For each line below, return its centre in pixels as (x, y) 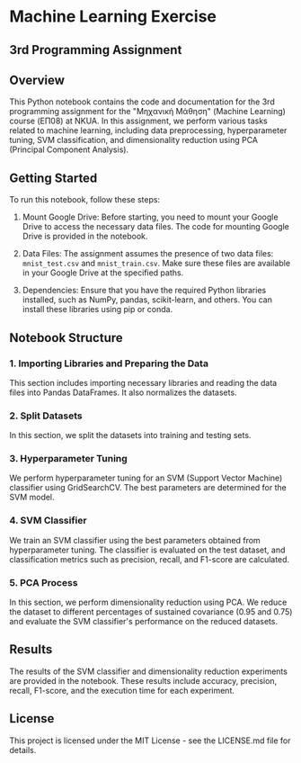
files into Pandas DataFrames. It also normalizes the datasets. (123, 392)
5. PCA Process (44, 582)
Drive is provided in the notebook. (85, 237)
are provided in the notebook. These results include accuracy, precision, (143, 680)
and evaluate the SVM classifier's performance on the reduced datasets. (144, 622)
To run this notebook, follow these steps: (84, 200)
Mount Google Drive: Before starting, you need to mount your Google (150, 217)
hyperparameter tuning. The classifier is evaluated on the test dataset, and (147, 550)
